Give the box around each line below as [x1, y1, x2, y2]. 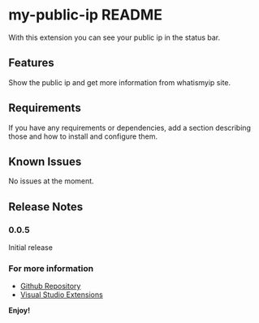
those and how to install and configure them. [8, 131, 158, 141]
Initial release [8, 243, 53, 252]
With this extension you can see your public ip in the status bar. [8, 32, 221, 42]
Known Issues [8, 154, 82, 168]
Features [8, 56, 54, 70]
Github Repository [19, 282, 81, 291]
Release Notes [8, 200, 84, 213]
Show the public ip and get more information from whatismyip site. [8, 77, 231, 87]
